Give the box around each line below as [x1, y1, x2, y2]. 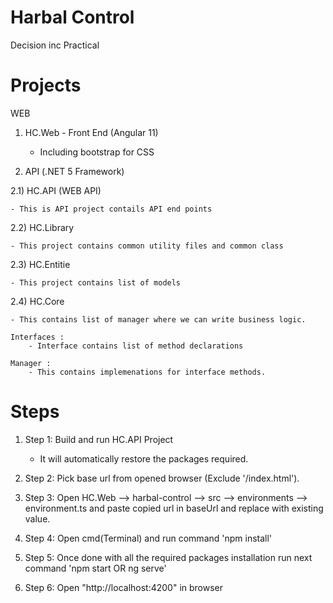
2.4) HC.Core [10, 295, 65, 307]
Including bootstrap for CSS [39, 146, 155, 158]
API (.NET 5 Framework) [24, 165, 125, 177]
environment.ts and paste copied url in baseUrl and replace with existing [24, 502, 324, 514]
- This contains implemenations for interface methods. [28, 367, 267, 377]
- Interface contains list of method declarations [28, 341, 244, 351]
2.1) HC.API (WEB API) [10, 184, 102, 196]
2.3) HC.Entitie [10, 258, 71, 270]
